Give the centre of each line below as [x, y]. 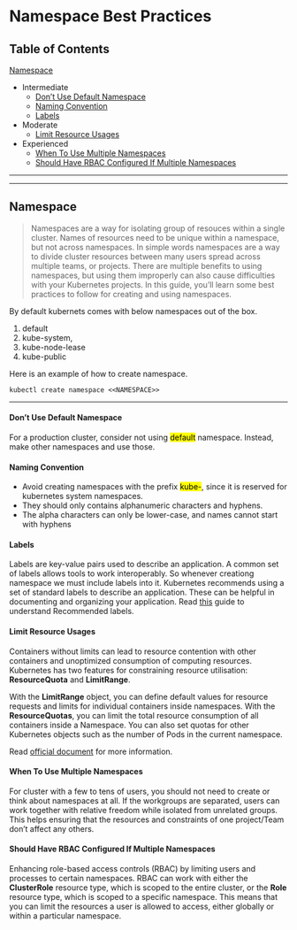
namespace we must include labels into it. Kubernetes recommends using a [147, 583]
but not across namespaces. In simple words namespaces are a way [155, 247]
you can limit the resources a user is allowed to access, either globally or [141, 907]
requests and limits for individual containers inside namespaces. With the [142, 706]
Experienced [45, 144]
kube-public [44, 357]
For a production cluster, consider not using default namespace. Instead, [141, 438]
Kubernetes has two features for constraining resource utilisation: [129, 670]
